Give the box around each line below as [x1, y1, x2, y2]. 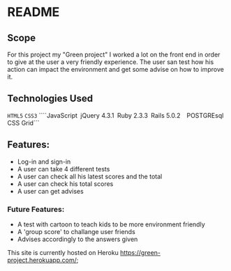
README [7, 4, 60, 20]
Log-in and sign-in [17, 157, 71, 166]
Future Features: [7, 204, 65, 214]
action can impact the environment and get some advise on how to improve [7, 65, 225, 73]
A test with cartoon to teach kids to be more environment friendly [17, 220, 206, 229]
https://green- [119, 248, 161, 256]
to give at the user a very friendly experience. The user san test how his [7, 58, 214, 66]
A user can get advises [17, 187, 84, 195]
